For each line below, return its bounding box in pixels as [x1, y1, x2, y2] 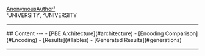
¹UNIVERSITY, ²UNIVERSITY [6, 12, 77, 19]
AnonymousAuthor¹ [6, 5, 56, 12]
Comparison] [165, 30, 198, 37]
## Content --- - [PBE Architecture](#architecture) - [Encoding [6, 30, 164, 37]
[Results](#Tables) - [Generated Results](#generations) [42, 37, 182, 43]
